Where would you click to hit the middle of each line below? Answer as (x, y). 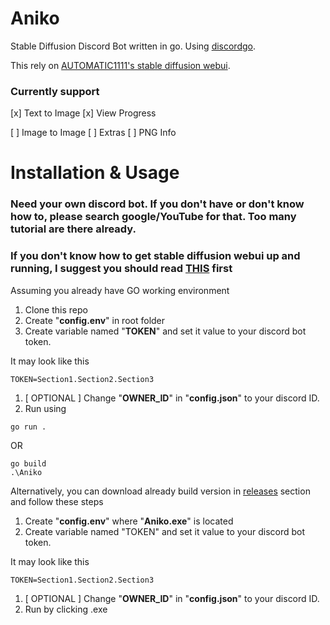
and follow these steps (57, 501)
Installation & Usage (95, 173)
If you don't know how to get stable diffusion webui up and (155, 256)
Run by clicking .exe (66, 609)
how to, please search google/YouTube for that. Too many (153, 217)
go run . (28, 427)
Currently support (55, 91)
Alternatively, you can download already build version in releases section (160, 491)
